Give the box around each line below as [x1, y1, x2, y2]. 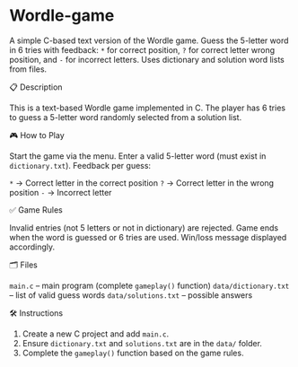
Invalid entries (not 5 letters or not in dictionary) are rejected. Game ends [9, 222, 279, 233]
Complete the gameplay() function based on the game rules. [22, 347, 244, 358]
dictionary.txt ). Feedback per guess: [9, 160, 151, 170]
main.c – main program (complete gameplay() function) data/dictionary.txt [9, 280, 290, 291]
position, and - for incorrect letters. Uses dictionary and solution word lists [9, 54, 285, 65]
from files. [9, 64, 48, 74]
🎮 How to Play [9, 129, 65, 140]
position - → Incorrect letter [9, 187, 112, 197]
